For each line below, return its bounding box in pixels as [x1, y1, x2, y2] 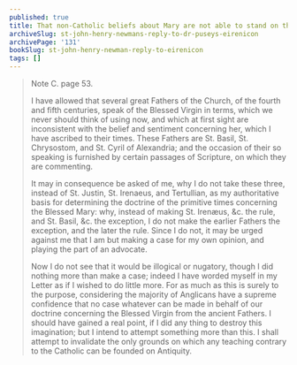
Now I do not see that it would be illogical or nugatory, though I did [30, 262, 274, 271]
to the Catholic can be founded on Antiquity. [30, 346, 193, 356]
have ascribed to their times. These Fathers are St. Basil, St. [30, 133, 249, 143]
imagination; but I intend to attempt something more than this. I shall [30, 327, 279, 337]
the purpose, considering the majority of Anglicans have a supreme [30, 289, 277, 300]
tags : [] [9, 54, 42, 63]
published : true [9, 12, 69, 22]
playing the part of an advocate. [30, 244, 148, 255]
